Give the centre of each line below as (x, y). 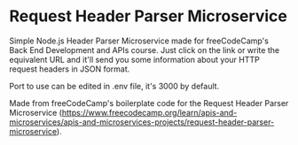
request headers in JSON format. (70, 69)
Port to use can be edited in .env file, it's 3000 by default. (114, 86)
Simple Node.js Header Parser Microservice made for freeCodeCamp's (139, 41)
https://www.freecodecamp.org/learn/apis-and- (149, 112)
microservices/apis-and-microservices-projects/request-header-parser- (142, 122)
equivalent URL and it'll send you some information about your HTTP (134, 59)
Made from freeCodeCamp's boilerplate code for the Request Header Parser (149, 103)
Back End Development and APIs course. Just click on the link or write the (145, 50)
